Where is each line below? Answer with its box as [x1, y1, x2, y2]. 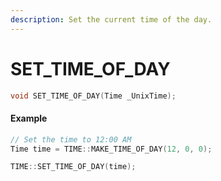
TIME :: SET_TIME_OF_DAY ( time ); [10, 162, 137, 172]
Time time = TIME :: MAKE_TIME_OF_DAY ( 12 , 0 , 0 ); [10, 144, 213, 154]
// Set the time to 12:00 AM [10, 134, 132, 145]
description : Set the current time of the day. [10, 14, 213, 25]
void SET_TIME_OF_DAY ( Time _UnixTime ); [10, 91, 177, 101]
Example [10, 112, 48, 125]
